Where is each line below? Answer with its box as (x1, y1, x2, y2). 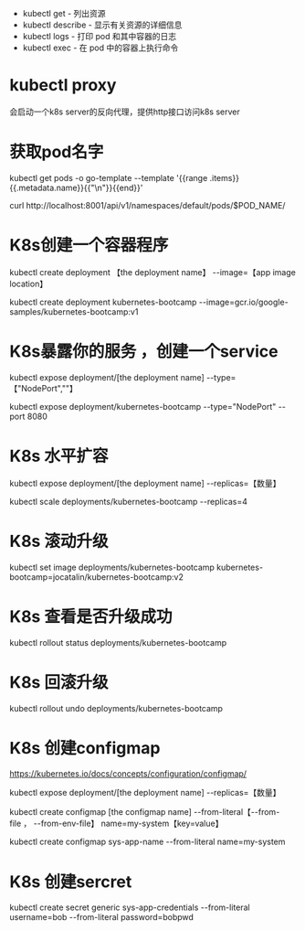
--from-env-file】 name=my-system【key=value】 (33, 818, 224, 829)
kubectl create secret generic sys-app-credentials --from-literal (9, 902, 250, 913)
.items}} (209, 172, 240, 183)
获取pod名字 (9, 142, 104, 163)
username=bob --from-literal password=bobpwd (9, 912, 195, 923)
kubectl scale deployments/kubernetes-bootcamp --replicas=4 (9, 496, 248, 507)
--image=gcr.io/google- (198, 296, 289, 307)
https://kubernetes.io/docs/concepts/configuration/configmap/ (9, 768, 247, 779)
